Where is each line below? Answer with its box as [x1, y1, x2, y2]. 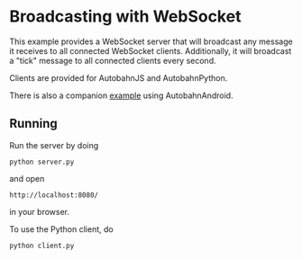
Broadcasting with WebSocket [9, 6, 242, 27]
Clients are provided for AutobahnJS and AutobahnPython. [9, 72, 228, 83]
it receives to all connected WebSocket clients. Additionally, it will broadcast [9, 45, 292, 56]
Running [9, 116, 59, 131]
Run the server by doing [9, 139, 99, 150]
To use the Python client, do [9, 223, 114, 235]
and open [9, 173, 45, 183]
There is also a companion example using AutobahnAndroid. [9, 90, 233, 101]
